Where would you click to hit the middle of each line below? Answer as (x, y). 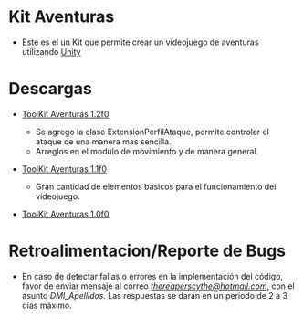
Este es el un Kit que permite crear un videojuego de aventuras (140, 42)
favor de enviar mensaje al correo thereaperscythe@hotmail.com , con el (158, 286)
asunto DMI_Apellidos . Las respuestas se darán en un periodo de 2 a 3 (155, 295)
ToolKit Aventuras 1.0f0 (65, 214)
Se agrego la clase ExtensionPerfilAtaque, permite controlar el (152, 132)
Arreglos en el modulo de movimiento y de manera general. (147, 151)
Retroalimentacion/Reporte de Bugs (147, 251)
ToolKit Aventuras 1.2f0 (65, 114)
